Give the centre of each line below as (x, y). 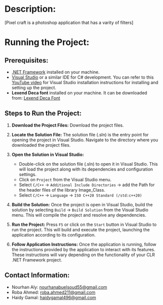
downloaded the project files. (41, 145)
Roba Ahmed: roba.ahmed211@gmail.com (53, 292)
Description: (30, 9)
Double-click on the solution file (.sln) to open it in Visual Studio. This (88, 164)
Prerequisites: (26, 60)
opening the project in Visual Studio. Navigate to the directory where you (85, 140)
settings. (28, 174)
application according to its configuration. (54, 235)
